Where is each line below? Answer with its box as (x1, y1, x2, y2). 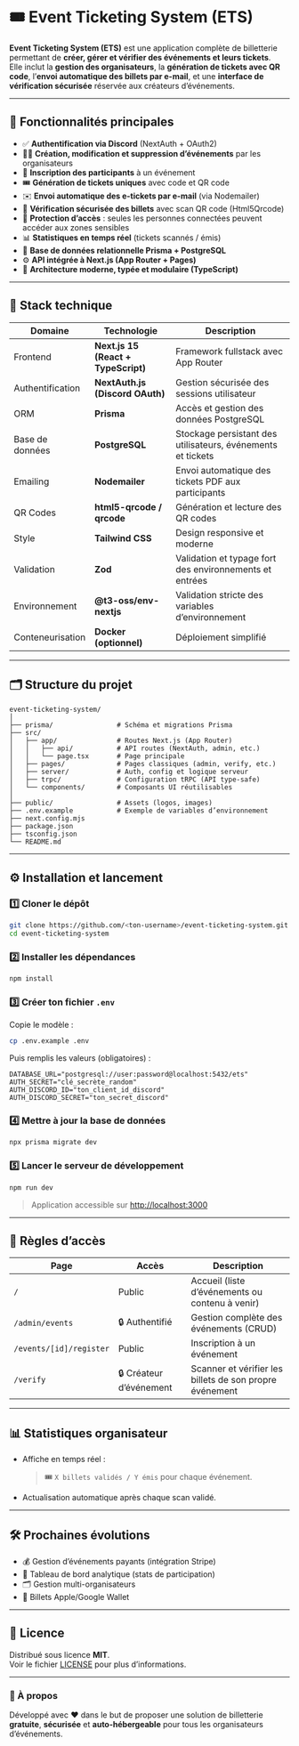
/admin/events (13, 1318, 74, 1329)
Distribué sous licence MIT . (9, 1649, 110, 1660)
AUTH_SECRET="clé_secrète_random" (9, 1078, 138, 1087)
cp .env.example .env (9, 1037, 90, 1046)
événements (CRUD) (190, 1322, 278, 1335)
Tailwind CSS (94, 531, 152, 544)
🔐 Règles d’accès (9, 1233, 106, 1249)
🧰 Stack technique (9, 298, 113, 313)
